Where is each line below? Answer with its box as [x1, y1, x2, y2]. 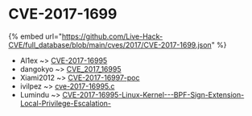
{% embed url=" [8, 31, 63, 41]
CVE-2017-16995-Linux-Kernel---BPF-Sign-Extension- [62, 89, 245, 99]
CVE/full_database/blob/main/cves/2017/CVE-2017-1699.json [8, 39, 212, 49]
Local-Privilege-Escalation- [19, 98, 111, 108]
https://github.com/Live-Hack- [61, 31, 163, 41]
